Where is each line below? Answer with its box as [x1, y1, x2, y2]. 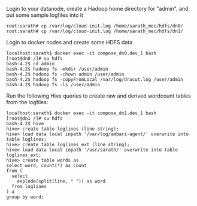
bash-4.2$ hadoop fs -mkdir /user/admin [6, 66, 109, 72]
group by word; [6, 194, 44, 200]
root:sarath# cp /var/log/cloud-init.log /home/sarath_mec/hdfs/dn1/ [6, 28, 184, 34]
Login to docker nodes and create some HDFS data [6, 39, 133, 46]
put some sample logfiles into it [6, 11, 84, 19]
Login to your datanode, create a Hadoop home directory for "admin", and [6, 5, 189, 12]
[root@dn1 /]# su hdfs [6, 116, 63, 122]
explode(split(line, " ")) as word [17, 178, 106, 184]
